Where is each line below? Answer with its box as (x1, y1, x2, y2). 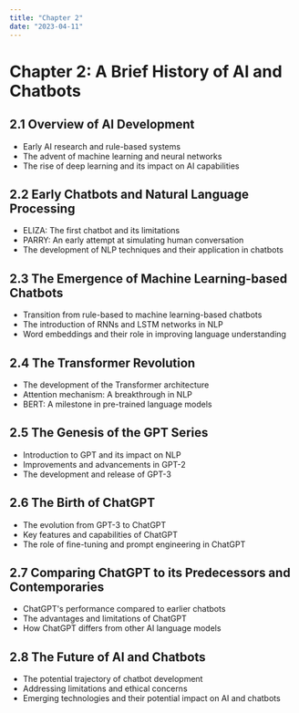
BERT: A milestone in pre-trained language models (22, 398, 212, 409)
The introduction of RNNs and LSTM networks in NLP (22, 319, 223, 330)
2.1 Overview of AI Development (9, 117, 195, 132)
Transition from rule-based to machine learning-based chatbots (22, 309, 263, 320)
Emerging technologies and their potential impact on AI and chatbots (22, 693, 281, 704)
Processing (9, 201, 76, 216)
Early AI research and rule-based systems (22, 140, 180, 151)
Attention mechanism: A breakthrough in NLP (22, 388, 193, 399)
